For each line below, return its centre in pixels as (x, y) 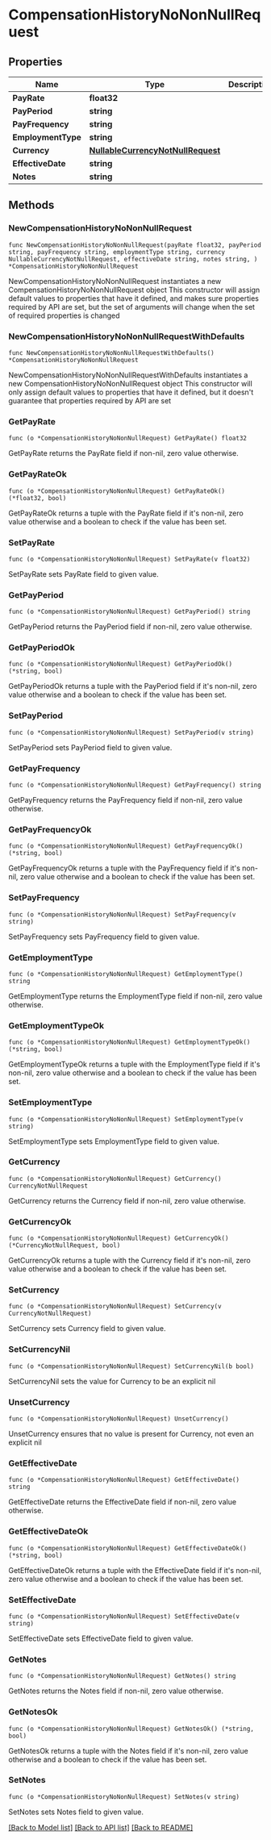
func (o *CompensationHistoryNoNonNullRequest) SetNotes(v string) (124, 1796)
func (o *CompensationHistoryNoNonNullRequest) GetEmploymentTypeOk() (129, 1042)
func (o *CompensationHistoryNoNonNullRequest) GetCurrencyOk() (119, 1239)
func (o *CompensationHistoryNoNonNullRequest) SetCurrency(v (115, 1307)
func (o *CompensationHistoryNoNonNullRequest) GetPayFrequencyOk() (126, 846)
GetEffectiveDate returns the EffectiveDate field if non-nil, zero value (122, 1502)
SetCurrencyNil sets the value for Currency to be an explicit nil (112, 1381)
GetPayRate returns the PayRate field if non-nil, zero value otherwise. (124, 453)
